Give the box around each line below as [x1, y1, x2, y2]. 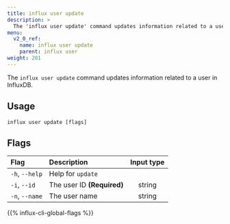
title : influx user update [7, 10, 84, 17]
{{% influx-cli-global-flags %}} [7, 209, 94, 217]
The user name [49, 191, 98, 201]
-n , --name [10, 191, 43, 201]
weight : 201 [7, 55, 41, 62]
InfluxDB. [7, 80, 33, 89]
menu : [7, 29, 23, 36]
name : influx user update [19, 42, 94, 49]
